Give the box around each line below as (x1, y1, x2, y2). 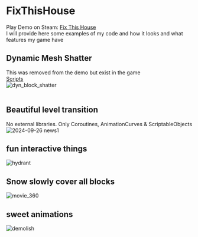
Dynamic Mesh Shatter (6, 53, 93, 63)
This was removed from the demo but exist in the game (6, 69, 141, 76)
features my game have (6, 36, 64, 43)
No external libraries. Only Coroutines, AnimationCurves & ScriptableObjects (6, 120, 193, 127)
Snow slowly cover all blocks (6, 176, 115, 186)
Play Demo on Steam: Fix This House (6, 24, 96, 31)
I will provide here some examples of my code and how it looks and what (6, 29, 183, 37)
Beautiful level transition (6, 105, 99, 115)
